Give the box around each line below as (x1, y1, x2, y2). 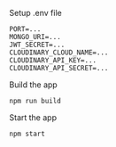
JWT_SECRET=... (9, 40, 66, 49)
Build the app (9, 79, 58, 90)
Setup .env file (9, 8, 62, 18)
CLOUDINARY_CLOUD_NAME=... (9, 48, 109, 57)
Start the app (9, 112, 58, 123)
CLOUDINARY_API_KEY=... (9, 56, 97, 65)
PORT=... (9, 25, 42, 34)
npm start (9, 129, 46, 138)
